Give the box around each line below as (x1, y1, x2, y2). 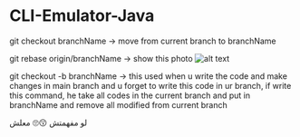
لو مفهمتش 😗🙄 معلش (9, 117, 88, 128)
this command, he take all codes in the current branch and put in (9, 90, 251, 101)
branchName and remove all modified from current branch (9, 99, 228, 110)
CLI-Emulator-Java (9, 5, 155, 26)
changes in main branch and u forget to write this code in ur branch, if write (9, 80, 292, 91)
